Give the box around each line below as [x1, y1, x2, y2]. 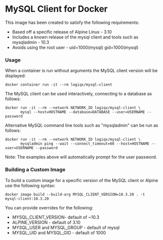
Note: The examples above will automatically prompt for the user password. [5, 154, 157, 160]
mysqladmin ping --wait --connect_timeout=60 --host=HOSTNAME [20, 141, 150, 147]
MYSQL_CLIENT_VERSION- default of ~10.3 [12, 214, 100, 220]
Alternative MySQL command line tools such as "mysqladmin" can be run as [5, 123, 159, 129]
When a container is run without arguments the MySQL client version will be [5, 68, 158, 74]
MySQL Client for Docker [5, 3, 108, 15]
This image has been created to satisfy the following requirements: [5, 19, 140, 25]
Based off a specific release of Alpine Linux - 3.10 [12, 29, 112, 35]
